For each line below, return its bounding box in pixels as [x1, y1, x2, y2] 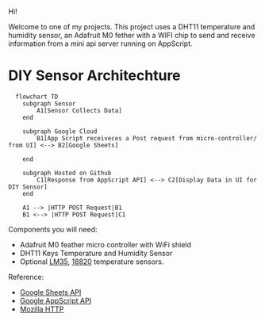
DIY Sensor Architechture [8, 67, 181, 85]
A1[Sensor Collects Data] [36, 106, 123, 114]
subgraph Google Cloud [22, 127, 98, 136]
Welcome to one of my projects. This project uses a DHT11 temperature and [8, 22, 255, 31]
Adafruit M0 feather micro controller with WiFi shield [19, 239, 192, 249]
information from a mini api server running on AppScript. [8, 39, 193, 48]
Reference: [8, 272, 44, 281]
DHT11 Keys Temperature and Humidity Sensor [19, 248, 173, 258]
